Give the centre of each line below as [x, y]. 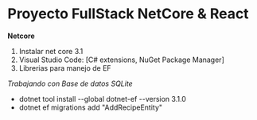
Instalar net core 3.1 [51, 51]
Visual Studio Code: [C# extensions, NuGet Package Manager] [121, 60]
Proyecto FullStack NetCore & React [128, 14]
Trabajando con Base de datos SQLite [70, 83]
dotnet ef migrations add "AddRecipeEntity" [91, 107]
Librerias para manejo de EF [65, 68]
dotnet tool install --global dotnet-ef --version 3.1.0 [102, 99]
